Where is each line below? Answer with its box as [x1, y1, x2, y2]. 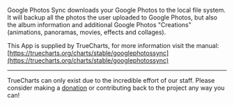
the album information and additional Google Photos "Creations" [7, 21, 192, 29]
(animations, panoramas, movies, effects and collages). [7, 28, 166, 36]
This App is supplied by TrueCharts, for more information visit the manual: [7, 42, 219, 49]
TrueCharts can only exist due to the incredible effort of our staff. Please [7, 76, 215, 84]
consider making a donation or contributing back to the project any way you [7, 83, 225, 92]
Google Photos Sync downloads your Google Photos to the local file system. [7, 6, 226, 14]
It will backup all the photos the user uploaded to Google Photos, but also [7, 13, 218, 22]
